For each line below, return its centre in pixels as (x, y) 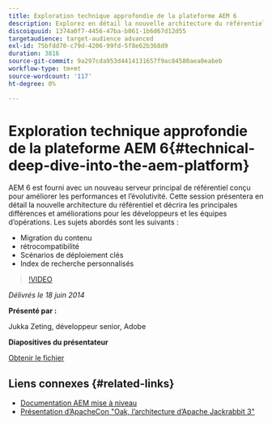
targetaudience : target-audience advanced (81, 39)
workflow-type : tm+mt (45, 69)
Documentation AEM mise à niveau (79, 403)
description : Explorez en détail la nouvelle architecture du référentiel (137, 24)
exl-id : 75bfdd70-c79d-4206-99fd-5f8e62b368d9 (88, 46)
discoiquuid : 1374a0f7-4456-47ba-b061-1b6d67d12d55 (97, 31)
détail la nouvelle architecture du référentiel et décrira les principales (123, 205)
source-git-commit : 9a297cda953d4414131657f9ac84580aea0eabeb (115, 62)
